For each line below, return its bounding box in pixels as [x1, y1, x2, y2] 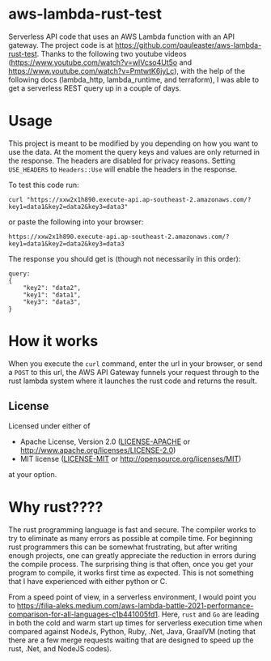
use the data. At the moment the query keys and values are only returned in [8, 147, 260, 156]
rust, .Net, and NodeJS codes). [8, 643, 112, 653]
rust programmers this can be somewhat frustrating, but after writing [8, 542, 238, 552]
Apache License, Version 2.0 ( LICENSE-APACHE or [19, 437, 191, 446]
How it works [8, 332, 99, 351]
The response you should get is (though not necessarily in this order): [8, 254, 241, 263]
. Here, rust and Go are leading [157, 609, 260, 619]
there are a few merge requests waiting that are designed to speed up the [8, 635, 254, 645]
